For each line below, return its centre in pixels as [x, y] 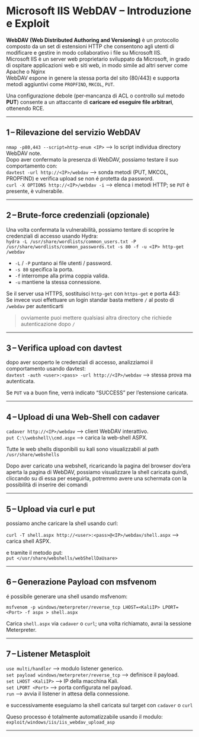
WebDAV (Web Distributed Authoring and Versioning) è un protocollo [92, 40]
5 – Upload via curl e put [51, 509]
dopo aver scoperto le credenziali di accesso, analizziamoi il [79, 362]
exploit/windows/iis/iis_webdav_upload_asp [61, 722]
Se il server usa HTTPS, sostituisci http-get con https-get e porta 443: [93, 293]
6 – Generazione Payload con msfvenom [81, 582]
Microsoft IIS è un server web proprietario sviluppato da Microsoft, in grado [98, 59]
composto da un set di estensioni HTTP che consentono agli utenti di [90, 46]
